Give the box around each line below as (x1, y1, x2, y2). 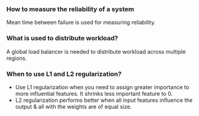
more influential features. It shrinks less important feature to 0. (15, 90, 173, 97)
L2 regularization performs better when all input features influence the (15, 96, 193, 104)
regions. (6, 54, 28, 62)
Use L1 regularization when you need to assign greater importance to (15, 83, 190, 90)
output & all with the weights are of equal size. (15, 103, 132, 110)
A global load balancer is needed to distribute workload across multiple (6, 48, 186, 55)
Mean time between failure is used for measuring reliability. (6, 19, 156, 26)
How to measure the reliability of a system (6, 5, 135, 13)
